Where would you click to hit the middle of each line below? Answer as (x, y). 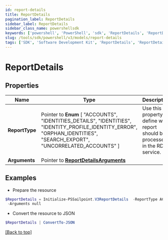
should (150, 133)
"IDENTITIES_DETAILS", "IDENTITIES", (86, 121)
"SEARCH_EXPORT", (65, 139)
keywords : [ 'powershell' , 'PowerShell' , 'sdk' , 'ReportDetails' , (74, 33)
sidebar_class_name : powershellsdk (42, 29)
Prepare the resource (34, 190)
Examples (21, 178)
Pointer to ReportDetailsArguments (83, 160)
